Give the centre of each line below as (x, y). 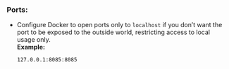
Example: (31, 47)
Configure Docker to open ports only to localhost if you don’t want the (119, 25)
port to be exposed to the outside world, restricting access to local (113, 32)
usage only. (33, 40)
